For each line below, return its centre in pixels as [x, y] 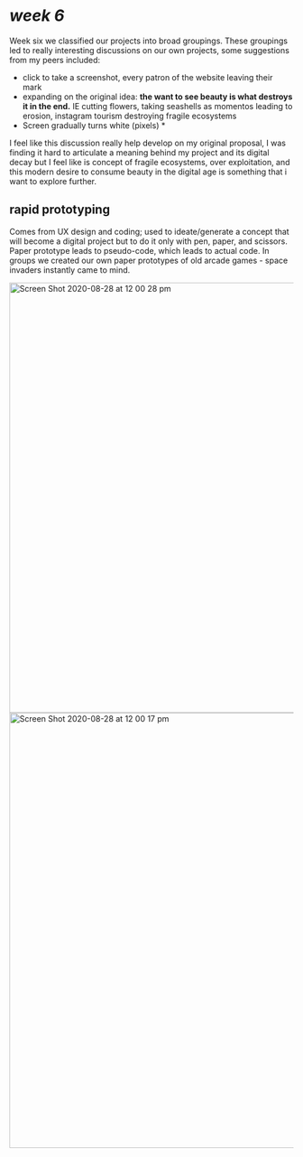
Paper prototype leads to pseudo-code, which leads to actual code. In [139, 250]
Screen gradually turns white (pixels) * [94, 125]
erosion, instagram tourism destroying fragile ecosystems [129, 116]
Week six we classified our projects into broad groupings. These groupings [149, 41]
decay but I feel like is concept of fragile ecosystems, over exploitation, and [150, 162]
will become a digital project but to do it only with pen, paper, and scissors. [149, 241]
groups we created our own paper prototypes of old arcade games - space [149, 260]
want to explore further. [53, 181]
